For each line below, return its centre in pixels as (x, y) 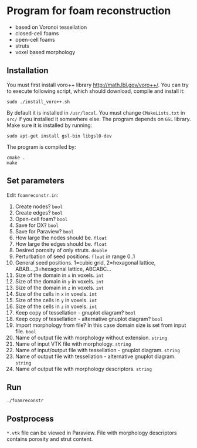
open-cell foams (35, 39)
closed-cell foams (37, 33)
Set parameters (35, 181)
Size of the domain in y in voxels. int (60, 281)
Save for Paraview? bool (44, 231)
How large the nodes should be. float (61, 238)
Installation (28, 71)
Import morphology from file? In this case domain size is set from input (101, 325)
